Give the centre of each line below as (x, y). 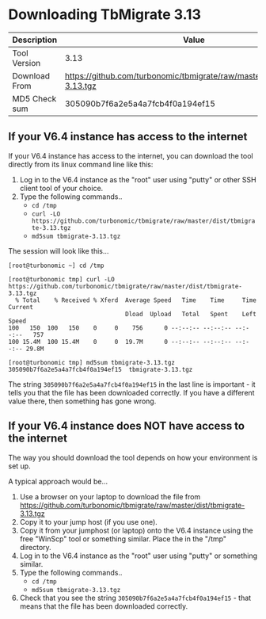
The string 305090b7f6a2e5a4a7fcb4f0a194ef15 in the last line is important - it (132, 384)
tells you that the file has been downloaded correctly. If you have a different (131, 392)
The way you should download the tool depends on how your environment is (133, 457)
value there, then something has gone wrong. (82, 401)
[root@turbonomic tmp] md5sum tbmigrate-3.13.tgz (92, 362)
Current (21, 307)
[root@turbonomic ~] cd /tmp (56, 266)
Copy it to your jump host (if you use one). (89, 522)
